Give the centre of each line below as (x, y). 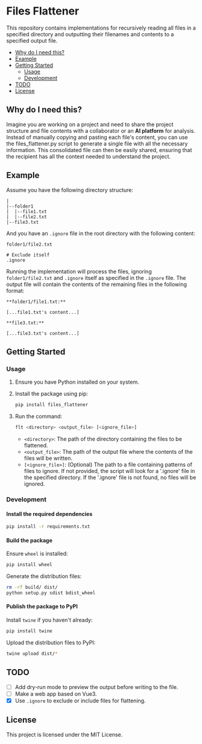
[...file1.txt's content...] (43, 312)
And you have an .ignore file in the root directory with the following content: (101, 233)
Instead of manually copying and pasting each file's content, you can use (97, 137)
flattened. (36, 445)
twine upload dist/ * (32, 653)
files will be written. (48, 458)
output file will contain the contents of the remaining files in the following (96, 284)
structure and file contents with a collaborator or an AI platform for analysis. (101, 130)
